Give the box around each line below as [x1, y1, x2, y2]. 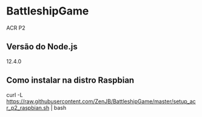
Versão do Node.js [6, 42, 78, 52]
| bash [50, 104, 67, 111]
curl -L [6, 91, 23, 98]
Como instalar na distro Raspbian [6, 75, 135, 86]
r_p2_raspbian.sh [6, 104, 50, 111]
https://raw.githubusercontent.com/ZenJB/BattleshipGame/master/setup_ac [6, 98, 196, 105]
